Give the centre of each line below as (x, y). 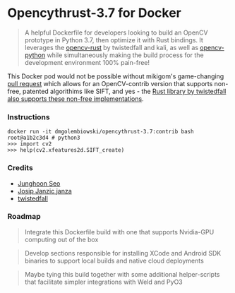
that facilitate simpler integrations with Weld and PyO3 (104, 282)
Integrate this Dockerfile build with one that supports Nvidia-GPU (119, 232)
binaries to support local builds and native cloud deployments (114, 261)
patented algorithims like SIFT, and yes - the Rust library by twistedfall (124, 91)
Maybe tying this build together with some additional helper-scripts (122, 274)
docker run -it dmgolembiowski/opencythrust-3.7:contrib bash (101, 132)
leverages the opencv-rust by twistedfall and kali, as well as (112, 47)
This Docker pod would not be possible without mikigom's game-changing (116, 76)
